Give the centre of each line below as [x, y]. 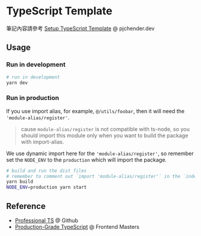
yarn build [20, 182]
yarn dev [17, 83]
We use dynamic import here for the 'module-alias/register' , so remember [100, 153]
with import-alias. [42, 141]
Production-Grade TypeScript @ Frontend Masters [77, 226]
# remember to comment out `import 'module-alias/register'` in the [93, 176]
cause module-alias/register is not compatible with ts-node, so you [105, 129]
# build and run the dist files [46, 171]
